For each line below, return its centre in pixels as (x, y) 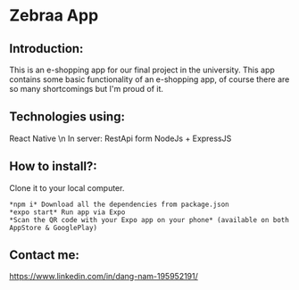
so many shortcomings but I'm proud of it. (86, 89)
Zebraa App (54, 16)
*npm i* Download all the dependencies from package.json (119, 204)
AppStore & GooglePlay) (54, 228)
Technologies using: (67, 117)
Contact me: (45, 255)
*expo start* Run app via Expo (67, 212)
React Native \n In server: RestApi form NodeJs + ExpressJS (120, 138)
